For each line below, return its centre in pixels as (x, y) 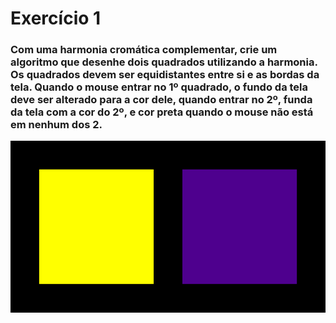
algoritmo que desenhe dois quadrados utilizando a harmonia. (164, 62)
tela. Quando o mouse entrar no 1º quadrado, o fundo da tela (159, 87)
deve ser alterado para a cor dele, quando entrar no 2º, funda (161, 100)
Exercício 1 (56, 18)
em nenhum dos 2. (56, 125)
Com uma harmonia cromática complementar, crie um (144, 50)
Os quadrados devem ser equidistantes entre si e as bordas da (165, 75)
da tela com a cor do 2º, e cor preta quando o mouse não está (162, 112)
